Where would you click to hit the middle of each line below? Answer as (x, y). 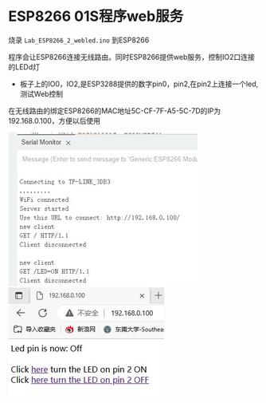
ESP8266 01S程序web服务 (96, 16)
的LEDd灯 (24, 67)
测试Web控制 (41, 93)
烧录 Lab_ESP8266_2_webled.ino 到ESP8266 (79, 40)
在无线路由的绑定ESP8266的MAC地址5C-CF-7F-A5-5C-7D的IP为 (115, 111)
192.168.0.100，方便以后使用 (55, 121)
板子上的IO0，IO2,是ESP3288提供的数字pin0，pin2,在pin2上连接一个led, (139, 84)
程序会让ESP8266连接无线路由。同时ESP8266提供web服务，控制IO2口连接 (131, 57)
